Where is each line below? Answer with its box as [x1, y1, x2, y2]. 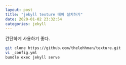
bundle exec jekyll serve [5, 55, 60, 60]
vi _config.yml [5, 50, 37, 55]
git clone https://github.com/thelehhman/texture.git [5, 45, 121, 50]
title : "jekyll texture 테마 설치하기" [5, 12, 83, 17]
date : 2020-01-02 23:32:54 [5, 16, 62, 21]
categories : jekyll [5, 21, 47, 26]
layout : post [5, 7, 33, 12]
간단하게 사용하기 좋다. [5, 35, 50, 41]
